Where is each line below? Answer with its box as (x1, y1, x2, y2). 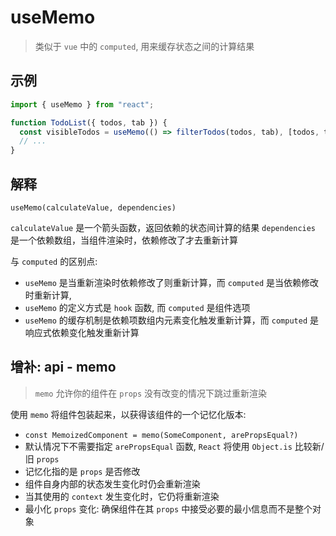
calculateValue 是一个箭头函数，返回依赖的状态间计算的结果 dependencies (10, 221, 317, 233)
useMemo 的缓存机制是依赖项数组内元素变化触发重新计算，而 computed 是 (24, 314, 320, 326)
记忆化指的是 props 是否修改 (24, 465, 141, 477)
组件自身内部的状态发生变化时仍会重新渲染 (24, 477, 201, 490)
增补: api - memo (10, 359, 117, 376)
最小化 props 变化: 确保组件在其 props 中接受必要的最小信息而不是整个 (24, 502, 313, 515)
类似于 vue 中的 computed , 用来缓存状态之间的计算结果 (34, 40, 255, 52)
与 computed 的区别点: (10, 255, 98, 267)
